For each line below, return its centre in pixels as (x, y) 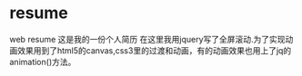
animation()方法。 (43, 62)
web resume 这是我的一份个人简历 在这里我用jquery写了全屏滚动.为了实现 (147, 39)
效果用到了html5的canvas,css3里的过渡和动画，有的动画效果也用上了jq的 (154, 50)
